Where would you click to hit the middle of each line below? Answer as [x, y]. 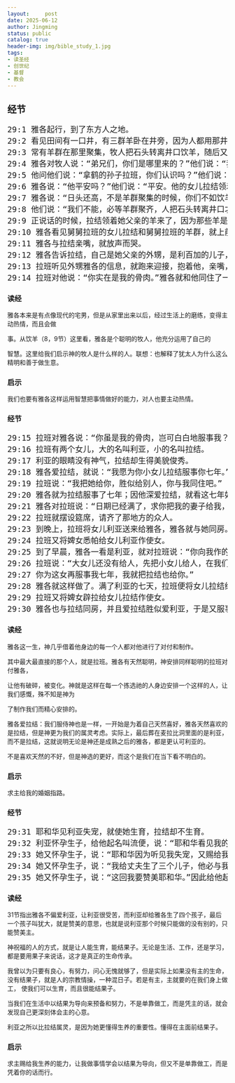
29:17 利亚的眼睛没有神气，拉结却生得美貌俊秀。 [100, 461]
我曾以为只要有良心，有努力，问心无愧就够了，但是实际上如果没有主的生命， [117, 971]
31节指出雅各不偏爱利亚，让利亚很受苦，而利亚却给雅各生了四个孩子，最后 [115, 915]
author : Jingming [33, 27]
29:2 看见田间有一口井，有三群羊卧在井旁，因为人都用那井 [118, 141]
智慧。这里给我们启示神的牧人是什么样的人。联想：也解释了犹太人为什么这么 [117, 354]
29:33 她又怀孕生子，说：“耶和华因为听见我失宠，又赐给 [114, 855]
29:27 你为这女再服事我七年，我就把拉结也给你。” [101, 575]
